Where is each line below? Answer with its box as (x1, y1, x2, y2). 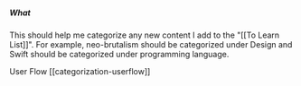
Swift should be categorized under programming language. (9, 48, 230, 59)
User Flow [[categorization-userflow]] (9, 65, 151, 76)
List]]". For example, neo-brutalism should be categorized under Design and (9, 39, 293, 49)
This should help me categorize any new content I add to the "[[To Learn (9, 30, 280, 40)
